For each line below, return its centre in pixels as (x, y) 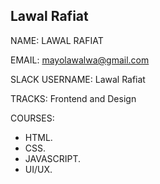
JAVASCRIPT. (53, 158)
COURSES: (32, 118)
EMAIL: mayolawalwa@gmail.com (80, 60)
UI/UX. (38, 169)
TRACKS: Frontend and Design (73, 98)
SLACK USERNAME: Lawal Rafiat (78, 79)
